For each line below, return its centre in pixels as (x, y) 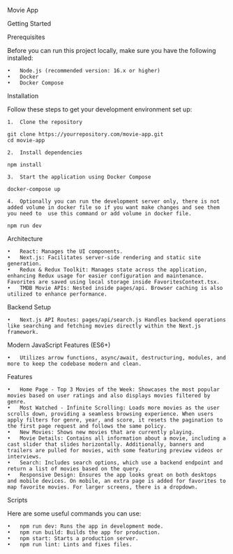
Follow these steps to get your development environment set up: (100, 109)
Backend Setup (29, 307)
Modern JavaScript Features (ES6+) (59, 345)
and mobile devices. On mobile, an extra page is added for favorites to (117, 481)
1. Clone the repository (45, 122)
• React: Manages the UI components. (65, 252)
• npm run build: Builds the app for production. (84, 532)
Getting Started (29, 23)
